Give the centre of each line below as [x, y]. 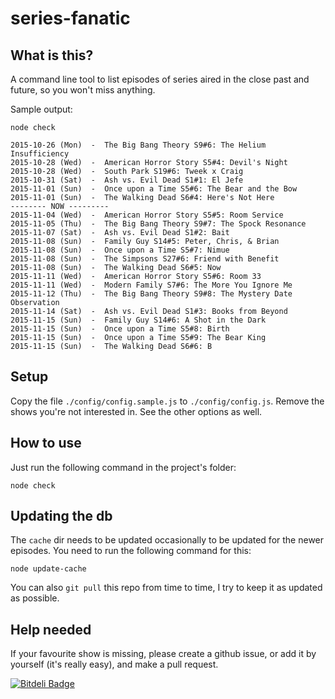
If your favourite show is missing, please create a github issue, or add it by [163, 654]
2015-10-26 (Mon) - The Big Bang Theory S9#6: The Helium [138, 145]
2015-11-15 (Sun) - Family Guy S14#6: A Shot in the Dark [138, 320]
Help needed [51, 629]
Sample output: [41, 109]
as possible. [35, 598]
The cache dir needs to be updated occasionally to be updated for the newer [167, 540]
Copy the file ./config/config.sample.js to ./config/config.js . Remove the [167, 401]
